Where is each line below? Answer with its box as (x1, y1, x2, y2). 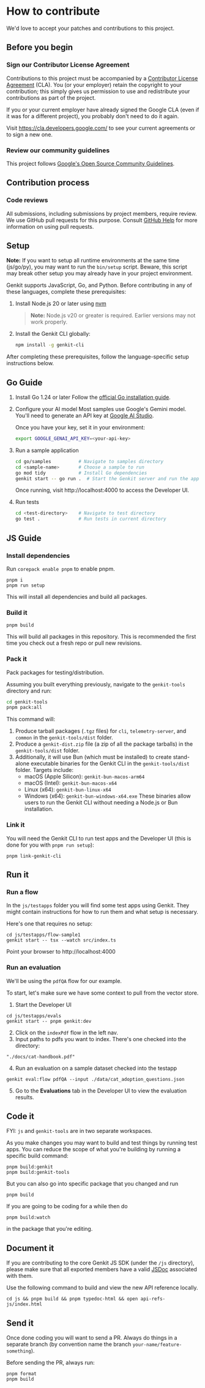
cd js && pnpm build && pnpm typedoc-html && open (6, 1296, 138, 1302)
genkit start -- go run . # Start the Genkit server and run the (15, 475, 188, 481)
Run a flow (6, 888, 39, 896)
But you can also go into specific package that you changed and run (6, 1180, 179, 1187)
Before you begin (6, 42, 73, 53)
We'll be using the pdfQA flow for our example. (6, 977, 122, 984)
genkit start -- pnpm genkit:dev (6, 1018, 92, 1024)
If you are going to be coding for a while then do (6, 1203, 128, 1210)
